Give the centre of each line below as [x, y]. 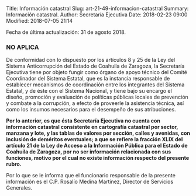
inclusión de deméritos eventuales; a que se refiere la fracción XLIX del [94, 139]
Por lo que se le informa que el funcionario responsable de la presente [91, 176]
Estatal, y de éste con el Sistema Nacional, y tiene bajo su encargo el [89, 91]
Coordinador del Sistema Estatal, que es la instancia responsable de [88, 79]
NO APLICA [23, 47]
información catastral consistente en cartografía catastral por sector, [92, 127]
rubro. [14, 164]
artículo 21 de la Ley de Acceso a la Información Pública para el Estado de [97, 146]
